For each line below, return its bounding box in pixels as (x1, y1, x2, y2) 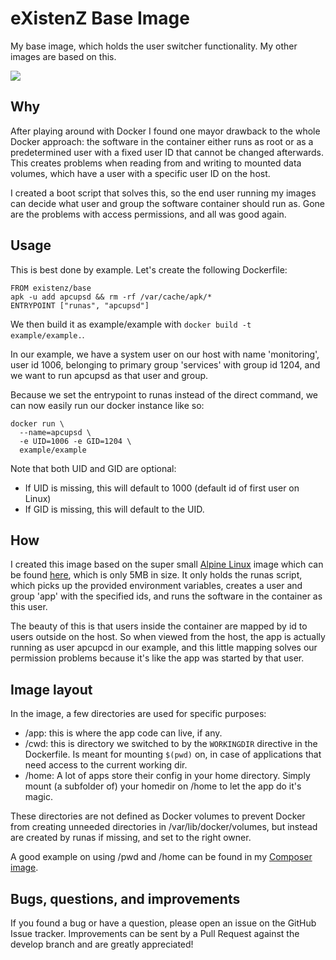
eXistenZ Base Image (10, 7, 190, 30)
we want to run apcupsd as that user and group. (10, 369, 209, 381)
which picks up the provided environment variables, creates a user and (10, 580, 303, 592)
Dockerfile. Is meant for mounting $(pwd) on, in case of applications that (24, 748, 322, 761)
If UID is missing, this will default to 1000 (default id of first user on (24, 482, 300, 494)
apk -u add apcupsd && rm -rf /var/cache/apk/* (10, 292, 213, 302)
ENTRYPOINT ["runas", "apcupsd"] (10, 300, 150, 311)
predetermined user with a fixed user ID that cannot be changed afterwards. (10, 146, 325, 158)
